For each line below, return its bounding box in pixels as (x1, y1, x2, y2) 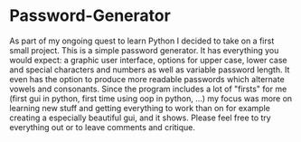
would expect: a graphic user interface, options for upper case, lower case (9, 54, 287, 65)
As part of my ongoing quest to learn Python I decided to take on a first (9, 35, 275, 46)
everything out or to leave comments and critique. (9, 121, 196, 132)
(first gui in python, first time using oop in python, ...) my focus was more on (9, 92, 293, 104)
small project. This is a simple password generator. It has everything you (9, 44, 279, 55)
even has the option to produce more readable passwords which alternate (9, 73, 285, 84)
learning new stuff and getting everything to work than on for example (9, 102, 271, 113)
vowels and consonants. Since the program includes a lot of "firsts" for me (9, 83, 287, 94)
